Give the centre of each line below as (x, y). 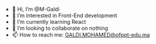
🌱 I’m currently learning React (49, 22)
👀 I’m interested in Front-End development (65, 15)
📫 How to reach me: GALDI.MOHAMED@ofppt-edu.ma (81, 35)
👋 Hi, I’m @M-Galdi (36, 9)
